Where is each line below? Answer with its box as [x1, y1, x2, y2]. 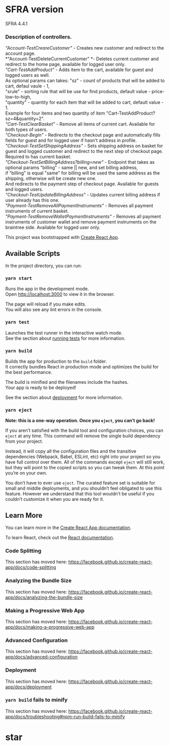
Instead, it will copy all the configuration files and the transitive [5, 448, 136, 454]
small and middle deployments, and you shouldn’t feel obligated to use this [5, 485, 162, 492]
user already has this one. [5, 197, 60, 203]
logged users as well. [5, 72, 50, 78]
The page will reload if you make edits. [5, 301, 87, 308]
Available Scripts [5, 249, 60, 258]
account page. [5, 50, 36, 57]
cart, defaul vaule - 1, [5, 83, 50, 89]
